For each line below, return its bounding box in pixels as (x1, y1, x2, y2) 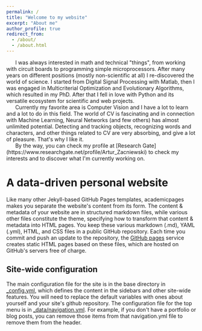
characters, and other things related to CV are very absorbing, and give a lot (6, 129, 196, 136)
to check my (148, 148, 179, 155)
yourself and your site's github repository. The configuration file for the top (6, 299, 192, 307)
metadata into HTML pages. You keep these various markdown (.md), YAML (6, 221, 195, 229)
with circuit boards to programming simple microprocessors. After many (6, 65, 185, 72)
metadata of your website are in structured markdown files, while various (6, 208, 188, 215)
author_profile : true (6, 25, 61, 32)
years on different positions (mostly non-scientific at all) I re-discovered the (6, 72, 194, 79)
